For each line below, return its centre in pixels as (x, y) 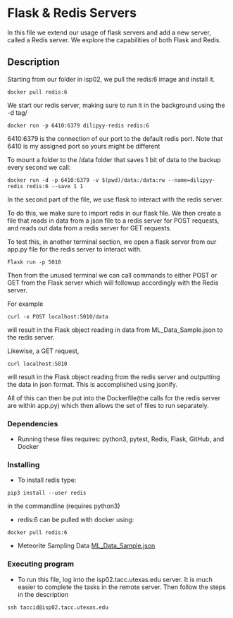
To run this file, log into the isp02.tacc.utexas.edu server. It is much (115, 579)
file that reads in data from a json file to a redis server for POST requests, (113, 221)
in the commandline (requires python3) (64, 506)
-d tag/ (18, 112)
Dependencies (33, 424)
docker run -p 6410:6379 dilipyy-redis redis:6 (78, 125)
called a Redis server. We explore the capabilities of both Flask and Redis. (114, 39)
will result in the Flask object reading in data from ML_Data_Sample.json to (115, 330)
